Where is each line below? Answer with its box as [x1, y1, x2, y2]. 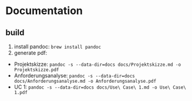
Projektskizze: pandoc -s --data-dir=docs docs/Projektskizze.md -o [14, 60, 181, 68]
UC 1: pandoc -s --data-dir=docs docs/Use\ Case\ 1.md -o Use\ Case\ [14, 83, 186, 90]
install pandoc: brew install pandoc [14, 43, 101, 50]
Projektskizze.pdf [14, 67, 59, 73]
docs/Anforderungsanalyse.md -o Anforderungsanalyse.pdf [14, 78, 157, 84]
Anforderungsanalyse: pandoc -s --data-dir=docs [14, 72, 136, 79]
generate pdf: [14, 49, 48, 56]
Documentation [5, 4, 83, 18]
